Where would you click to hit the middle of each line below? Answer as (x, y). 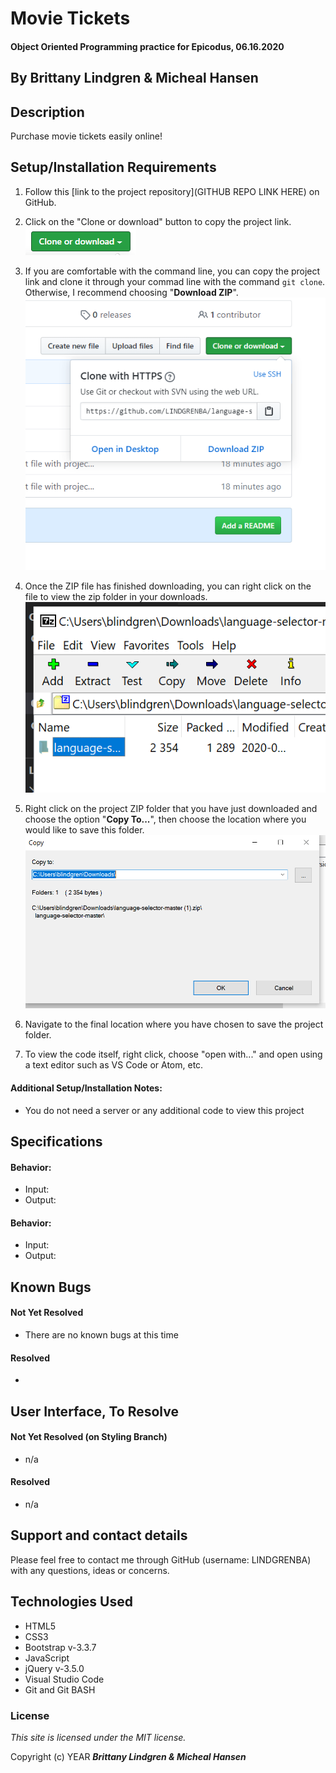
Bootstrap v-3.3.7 (60, 1647)
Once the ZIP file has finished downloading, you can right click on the (168, 586)
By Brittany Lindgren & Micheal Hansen (134, 78)
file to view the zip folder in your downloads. (116, 596)
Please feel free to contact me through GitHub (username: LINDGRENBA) (161, 1559)
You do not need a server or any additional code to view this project (164, 1110)
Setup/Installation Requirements (113, 167)
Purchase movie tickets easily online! (86, 136)
